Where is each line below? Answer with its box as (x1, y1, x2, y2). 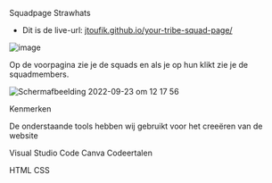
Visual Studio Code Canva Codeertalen (9, 147, 153, 158)
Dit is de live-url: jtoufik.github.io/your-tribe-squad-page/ (21, 25, 234, 35)
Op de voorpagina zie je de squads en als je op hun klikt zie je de (9, 60, 248, 70)
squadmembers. (9, 69, 70, 79)
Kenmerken (9, 104, 52, 114)
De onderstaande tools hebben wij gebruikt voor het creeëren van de (9, 121, 263, 131)
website (9, 130, 38, 141)
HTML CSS (9, 165, 51, 175)
